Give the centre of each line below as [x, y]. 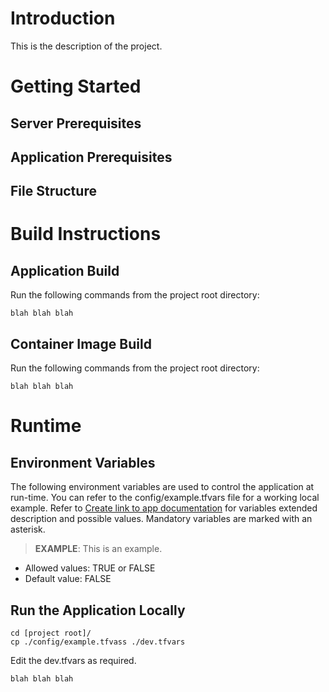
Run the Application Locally [98, 610]
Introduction [63, 18]
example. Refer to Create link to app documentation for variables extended [164, 508]
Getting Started [76, 86]
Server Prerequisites [76, 123]
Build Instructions [86, 234]
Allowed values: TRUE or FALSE [90, 568]
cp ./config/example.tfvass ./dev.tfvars [98, 642]
